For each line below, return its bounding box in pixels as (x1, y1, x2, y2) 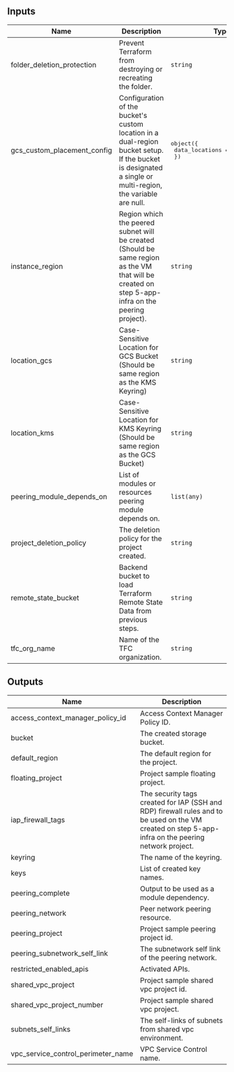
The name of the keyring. (139, 852, 222, 862)
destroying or (118, 64, 163, 74)
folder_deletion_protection (10, 59, 97, 69)
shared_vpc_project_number (10, 999, 104, 1009)
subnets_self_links (10, 1024, 71, 1034)
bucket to (118, 571, 150, 581)
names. (139, 872, 164, 882)
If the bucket (118, 154, 160, 163)
